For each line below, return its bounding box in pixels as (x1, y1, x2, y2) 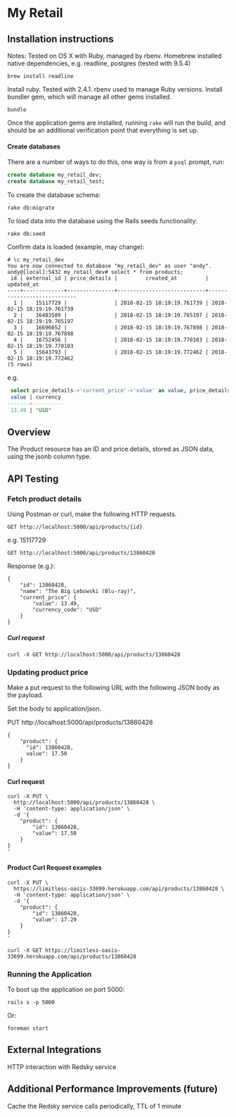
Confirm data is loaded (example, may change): (7, 242, 145, 251)
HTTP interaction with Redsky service (7, 1062, 117, 1071)
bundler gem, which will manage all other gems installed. (7, 93, 172, 101)
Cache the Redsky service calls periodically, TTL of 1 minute (7, 1102, 182, 1110)
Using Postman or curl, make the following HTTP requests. (7, 509, 177, 518)
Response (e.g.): (7, 561, 55, 570)
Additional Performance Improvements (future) (7, 1083, 218, 1095)
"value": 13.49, (32, 600, 80, 607)
